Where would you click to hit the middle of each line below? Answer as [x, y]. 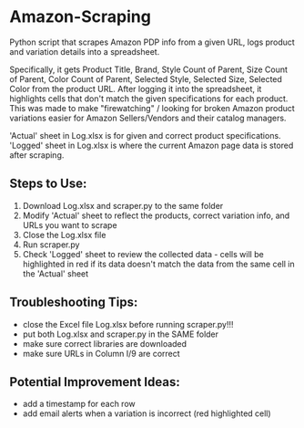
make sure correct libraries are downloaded [105, 343]
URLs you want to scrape [70, 224]
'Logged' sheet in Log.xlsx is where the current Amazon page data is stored [152, 145]
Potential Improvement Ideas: [95, 382]
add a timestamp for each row [79, 404]
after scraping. [37, 155]
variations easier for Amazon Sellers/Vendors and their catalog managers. [148, 118]
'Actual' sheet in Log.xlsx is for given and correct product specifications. [145, 135]
